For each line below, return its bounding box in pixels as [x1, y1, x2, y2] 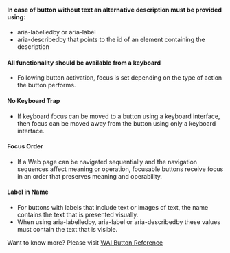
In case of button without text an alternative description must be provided [7, 5, 222, 14]
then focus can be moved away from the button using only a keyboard [16, 119, 216, 127]
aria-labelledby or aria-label [16, 28, 96, 36]
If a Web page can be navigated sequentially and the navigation [16, 157, 198, 166]
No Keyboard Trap [7, 97, 60, 104]
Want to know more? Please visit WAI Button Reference [7, 239, 163, 247]
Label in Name [7, 188, 49, 196]
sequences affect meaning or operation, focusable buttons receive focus [16, 165, 224, 173]
